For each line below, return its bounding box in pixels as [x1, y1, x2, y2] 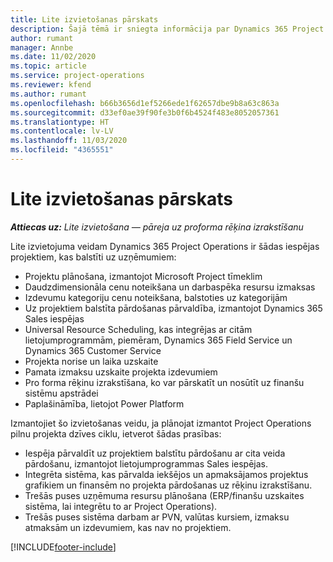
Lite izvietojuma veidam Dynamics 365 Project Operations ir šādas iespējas [10, 240, 320, 252]
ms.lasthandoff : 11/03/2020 [10, 136, 128, 146]
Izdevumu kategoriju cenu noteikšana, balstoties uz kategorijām [24, 291, 288, 303]
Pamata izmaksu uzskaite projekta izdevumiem [24, 366, 218, 378]
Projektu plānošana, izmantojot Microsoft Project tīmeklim [24, 270, 263, 282]
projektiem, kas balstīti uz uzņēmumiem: [10, 251, 177, 263]
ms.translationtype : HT [10, 117, 110, 127]
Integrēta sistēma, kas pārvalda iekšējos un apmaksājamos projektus [24, 468, 309, 480]
